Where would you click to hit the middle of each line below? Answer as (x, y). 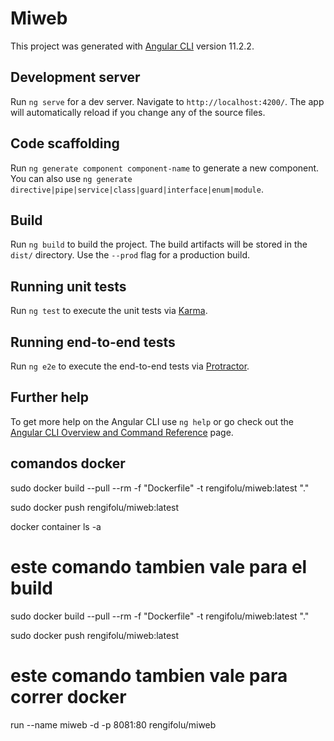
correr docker (68, 696)
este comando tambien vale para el (159, 566)
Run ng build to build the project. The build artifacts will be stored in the (159, 244)
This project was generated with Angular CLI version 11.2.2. (132, 46)
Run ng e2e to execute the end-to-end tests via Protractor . (130, 366)
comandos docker (68, 463)
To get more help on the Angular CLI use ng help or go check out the (152, 421)
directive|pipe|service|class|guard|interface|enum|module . (137, 189)
